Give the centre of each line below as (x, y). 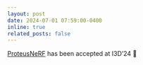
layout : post (26, 14)
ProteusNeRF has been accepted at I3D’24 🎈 (72, 54)
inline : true (26, 27)
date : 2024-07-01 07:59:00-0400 (55, 20)
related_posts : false (39, 34)
